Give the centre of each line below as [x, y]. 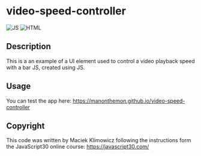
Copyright [25, 126]
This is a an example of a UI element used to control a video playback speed [100, 61]
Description [28, 46]
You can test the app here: [39, 101]
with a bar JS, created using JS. [46, 67]
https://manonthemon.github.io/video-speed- [129, 101]
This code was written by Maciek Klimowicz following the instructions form [99, 140]
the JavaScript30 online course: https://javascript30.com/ [78, 147]
